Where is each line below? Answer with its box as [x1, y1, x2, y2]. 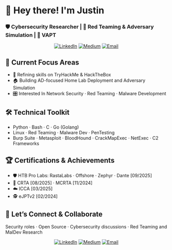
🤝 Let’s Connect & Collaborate [5, 210, 103, 219]
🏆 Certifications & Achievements [5, 156, 114, 164]
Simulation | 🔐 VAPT [5, 32, 56, 39]
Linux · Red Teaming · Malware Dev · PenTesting [12, 130, 114, 136]
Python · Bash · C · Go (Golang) [12, 124, 79, 130]
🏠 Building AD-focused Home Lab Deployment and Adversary [12, 77, 145, 84]
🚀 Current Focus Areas [5, 58, 80, 67]
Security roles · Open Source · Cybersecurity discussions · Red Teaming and [5, 223, 167, 230]
